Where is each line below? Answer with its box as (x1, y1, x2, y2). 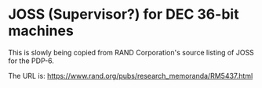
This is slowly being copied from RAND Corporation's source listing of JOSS (8, 48, 255, 57)
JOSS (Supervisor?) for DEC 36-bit (8, 5, 239, 23)
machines (8, 22, 75, 40)
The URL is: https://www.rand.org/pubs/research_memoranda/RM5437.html (8, 71, 253, 80)
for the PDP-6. (8, 56, 55, 65)
